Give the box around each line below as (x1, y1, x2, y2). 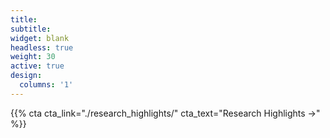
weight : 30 (10, 52, 56, 62)
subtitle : (10, 24, 52, 34)
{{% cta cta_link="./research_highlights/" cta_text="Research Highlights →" (10, 107, 321, 119)
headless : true (10, 42, 74, 53)
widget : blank (10, 33, 70, 43)
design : (10, 71, 43, 81)
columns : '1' (19, 80, 74, 90)
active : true (10, 61, 65, 71)
